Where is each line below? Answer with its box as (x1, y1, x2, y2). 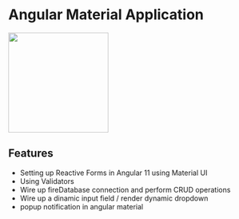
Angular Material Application (8, 6, 204, 24)
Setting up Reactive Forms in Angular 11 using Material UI (19, 168, 208, 177)
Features (8, 146, 54, 161)
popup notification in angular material (19, 201, 144, 211)
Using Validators (19, 176, 74, 185)
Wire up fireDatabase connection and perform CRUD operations (19, 185, 231, 194)
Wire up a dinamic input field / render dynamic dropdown (19, 193, 209, 203)
